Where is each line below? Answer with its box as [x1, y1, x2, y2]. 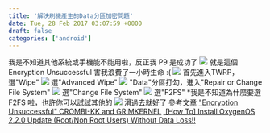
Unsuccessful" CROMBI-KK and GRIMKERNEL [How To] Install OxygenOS [8, 106, 255, 117]
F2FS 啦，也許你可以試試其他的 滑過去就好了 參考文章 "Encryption [8, 98, 239, 107]
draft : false [8, 27, 52, 35]
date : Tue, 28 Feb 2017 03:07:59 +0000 [8, 19, 143, 27]
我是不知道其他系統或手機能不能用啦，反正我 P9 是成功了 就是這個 [8, 57, 239, 67]
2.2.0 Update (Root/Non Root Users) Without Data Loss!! [8, 115, 196, 125]
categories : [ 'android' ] [8, 34, 92, 43]
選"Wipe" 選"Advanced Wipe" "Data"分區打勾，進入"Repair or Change [8, 77, 263, 87]
